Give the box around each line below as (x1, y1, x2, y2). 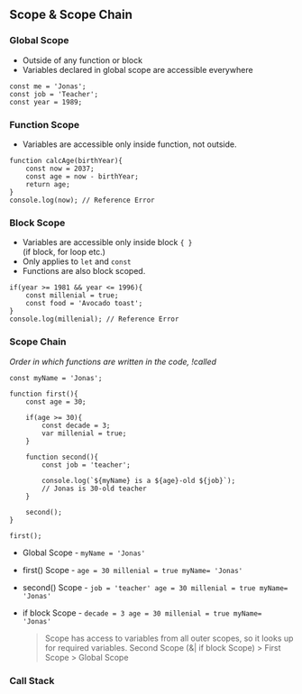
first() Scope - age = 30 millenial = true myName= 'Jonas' (22, 564, 243, 575)
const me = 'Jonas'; (9, 81, 87, 91)
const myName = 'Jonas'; (9, 373, 103, 382)
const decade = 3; (41, 421, 111, 430)
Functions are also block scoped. (22, 266, 146, 277)
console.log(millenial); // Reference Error (9, 315, 179, 324)
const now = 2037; (25, 164, 95, 173)
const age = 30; (25, 397, 87, 406)
